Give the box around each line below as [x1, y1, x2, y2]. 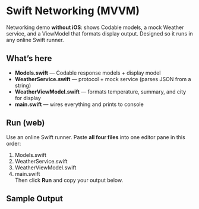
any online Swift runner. [6, 36, 64, 43]
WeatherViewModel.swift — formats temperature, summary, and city [14, 88, 187, 95]
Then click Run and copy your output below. [14, 176, 124, 184]
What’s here [6, 53, 52, 63]
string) [14, 82, 31, 89]
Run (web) [6, 118, 45, 128]
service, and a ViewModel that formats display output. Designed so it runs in [6, 30, 193, 37]
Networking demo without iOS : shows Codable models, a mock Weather [6, 24, 184, 31]
